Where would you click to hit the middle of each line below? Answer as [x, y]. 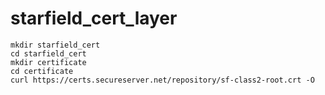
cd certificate [42, 71]
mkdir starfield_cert [55, 45]
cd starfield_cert [48, 53]
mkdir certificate [48, 62]
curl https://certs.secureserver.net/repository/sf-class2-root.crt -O [162, 80]
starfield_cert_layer [94, 18]
